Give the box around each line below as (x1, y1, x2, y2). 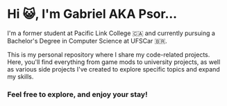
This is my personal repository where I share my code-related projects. (7, 50, 210, 59)
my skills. (7, 72, 34, 81)
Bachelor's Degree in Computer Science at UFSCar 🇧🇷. (7, 36, 168, 45)
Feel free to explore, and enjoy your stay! (7, 89, 148, 99)
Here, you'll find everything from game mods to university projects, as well (7, 58, 221, 66)
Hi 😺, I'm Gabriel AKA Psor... (7, 6, 178, 22)
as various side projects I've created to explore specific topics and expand (7, 65, 220, 73)
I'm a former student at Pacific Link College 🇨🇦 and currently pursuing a (7, 29, 215, 37)
